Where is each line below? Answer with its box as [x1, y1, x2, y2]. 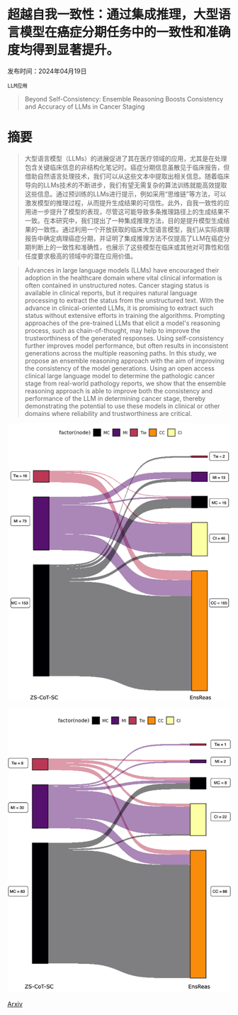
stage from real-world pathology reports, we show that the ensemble [24, 379, 227, 388]
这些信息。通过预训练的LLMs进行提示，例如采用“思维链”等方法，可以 [24, 190, 227, 198]
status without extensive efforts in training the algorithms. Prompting [24, 311, 225, 319]
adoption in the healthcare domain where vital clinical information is [24, 273, 222, 282]
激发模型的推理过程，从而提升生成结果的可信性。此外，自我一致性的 [24, 198, 224, 207]
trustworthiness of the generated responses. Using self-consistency [24, 334, 225, 342]
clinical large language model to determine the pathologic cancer [24, 371, 215, 380]
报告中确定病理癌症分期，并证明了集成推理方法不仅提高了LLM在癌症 [24, 234, 225, 242]
